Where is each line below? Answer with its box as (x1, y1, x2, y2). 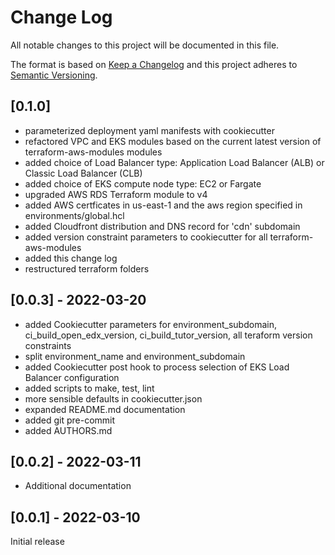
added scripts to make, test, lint (24, 382, 155, 394)
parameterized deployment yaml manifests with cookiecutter (24, 124, 275, 136)
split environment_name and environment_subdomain (24, 350, 246, 362)
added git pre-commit (24, 414, 116, 426)
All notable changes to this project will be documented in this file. (10, 39, 280, 51)
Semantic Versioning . (10, 69, 98, 81)
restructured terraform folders (24, 262, 150, 275)
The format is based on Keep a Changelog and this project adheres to (10, 58, 298, 70)
